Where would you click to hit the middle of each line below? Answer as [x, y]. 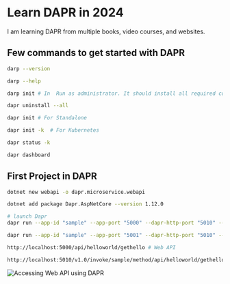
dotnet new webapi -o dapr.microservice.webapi [76, 192]
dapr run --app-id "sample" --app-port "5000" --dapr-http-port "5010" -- [116, 223]
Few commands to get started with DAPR [96, 53]
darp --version [29, 69]
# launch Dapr [27, 216]
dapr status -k [29, 143]
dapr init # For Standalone [47, 118]
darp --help [24, 81]
